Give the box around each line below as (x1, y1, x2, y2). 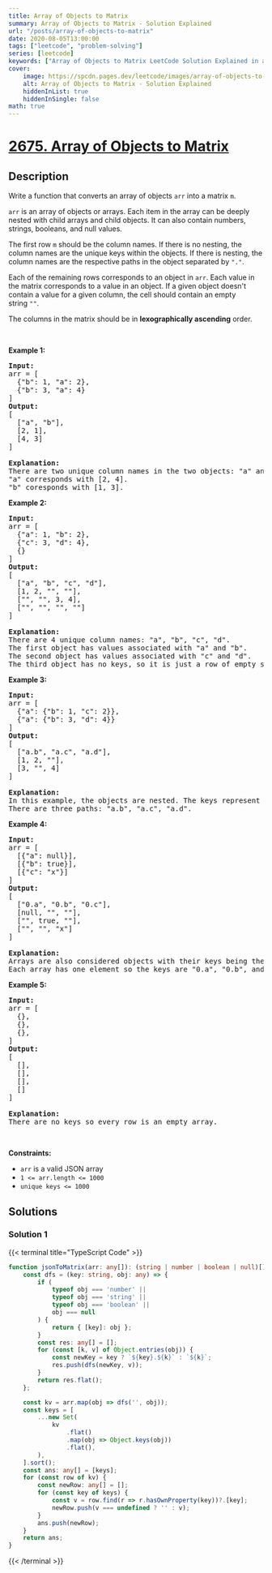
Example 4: (8, 820, 47, 829)
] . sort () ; (23, 1459, 57, 1467)
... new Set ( (37, 1413, 79, 1421)
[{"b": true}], (16, 859, 77, 868)
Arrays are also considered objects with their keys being (8, 957, 249, 966)
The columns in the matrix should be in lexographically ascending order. (8, 314, 253, 324)
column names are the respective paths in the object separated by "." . (8, 257, 244, 267)
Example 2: (8, 498, 47, 508)
